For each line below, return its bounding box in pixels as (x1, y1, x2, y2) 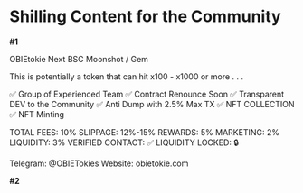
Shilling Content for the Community (9, 6, 282, 27)
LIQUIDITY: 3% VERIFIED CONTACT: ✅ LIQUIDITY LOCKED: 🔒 (9, 137, 240, 148)
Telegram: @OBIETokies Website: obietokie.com (9, 158, 189, 169)
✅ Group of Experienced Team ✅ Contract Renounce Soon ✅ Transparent (9, 88, 285, 99)
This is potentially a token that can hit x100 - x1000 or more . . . (9, 70, 244, 82)
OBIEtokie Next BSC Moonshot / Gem (9, 53, 149, 64)
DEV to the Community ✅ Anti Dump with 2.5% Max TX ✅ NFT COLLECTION (9, 98, 296, 109)
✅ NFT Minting (9, 108, 65, 119)
